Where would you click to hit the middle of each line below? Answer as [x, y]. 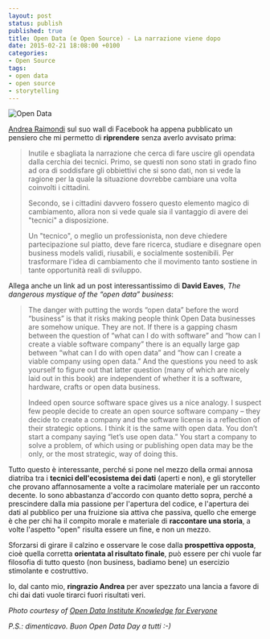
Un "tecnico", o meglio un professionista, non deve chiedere [127, 236]
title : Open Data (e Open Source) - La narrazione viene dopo [115, 38]
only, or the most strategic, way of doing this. [103, 454]
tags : [17, 68]
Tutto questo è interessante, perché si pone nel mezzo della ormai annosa [131, 470]
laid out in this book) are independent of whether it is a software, [135, 379]
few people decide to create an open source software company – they [144, 411]
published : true [35, 31]
